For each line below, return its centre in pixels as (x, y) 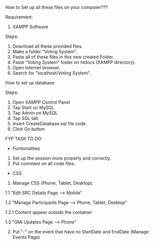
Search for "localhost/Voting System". (52, 73)
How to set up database (30, 83)
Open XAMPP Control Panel (41, 102)
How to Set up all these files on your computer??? (56, 7)
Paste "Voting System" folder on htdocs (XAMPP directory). (74, 62)
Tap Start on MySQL (33, 107)
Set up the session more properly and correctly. (62, 158)
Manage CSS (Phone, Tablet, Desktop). (53, 183)
